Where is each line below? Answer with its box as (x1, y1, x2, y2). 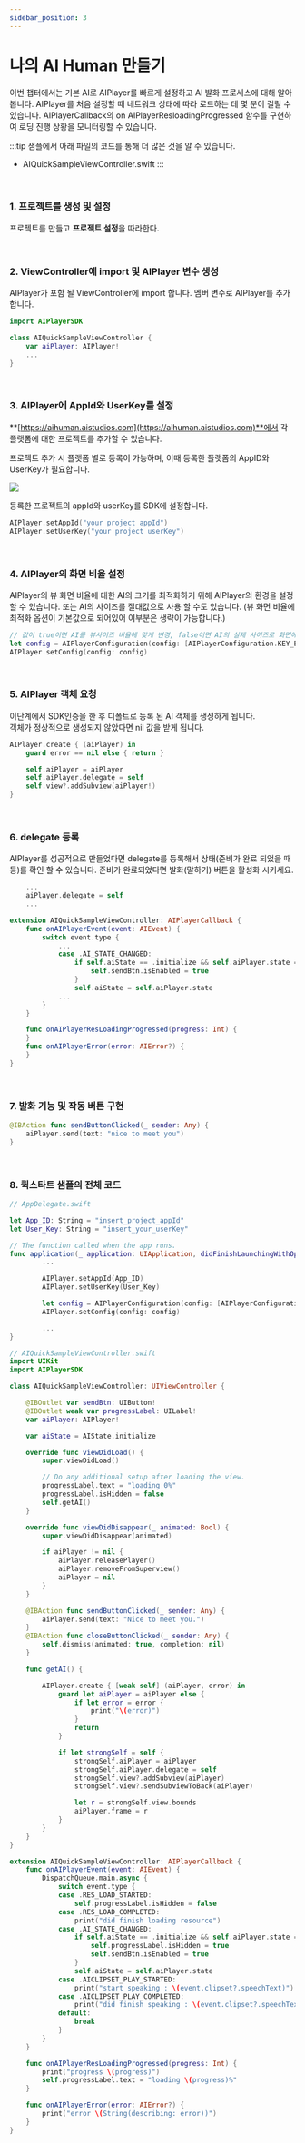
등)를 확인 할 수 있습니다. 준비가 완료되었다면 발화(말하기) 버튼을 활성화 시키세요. (9, 864, 294, 876)
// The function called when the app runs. (9, 1241, 177, 1250)
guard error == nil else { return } (25, 748, 165, 758)
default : (57, 2009, 92, 2018)
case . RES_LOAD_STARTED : (57, 1891, 152, 1900)
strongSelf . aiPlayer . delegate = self (74, 1765, 218, 1774)
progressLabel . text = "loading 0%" (42, 1481, 177, 1490)
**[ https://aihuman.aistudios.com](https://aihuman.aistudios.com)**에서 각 (9, 421, 289, 432)
